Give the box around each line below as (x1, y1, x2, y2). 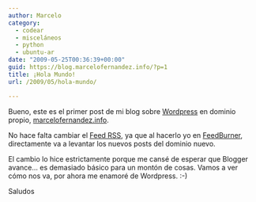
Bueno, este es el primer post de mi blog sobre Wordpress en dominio (8, 106, 236, 116)
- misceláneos (15, 33, 62, 42)
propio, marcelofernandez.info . (8, 115, 109, 124)
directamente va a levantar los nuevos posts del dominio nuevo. (8, 139, 216, 148)
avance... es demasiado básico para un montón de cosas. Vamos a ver (8, 162, 239, 172)
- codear (15, 26, 44, 34)
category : (8, 19, 41, 27)
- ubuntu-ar (15, 48, 55, 56)
